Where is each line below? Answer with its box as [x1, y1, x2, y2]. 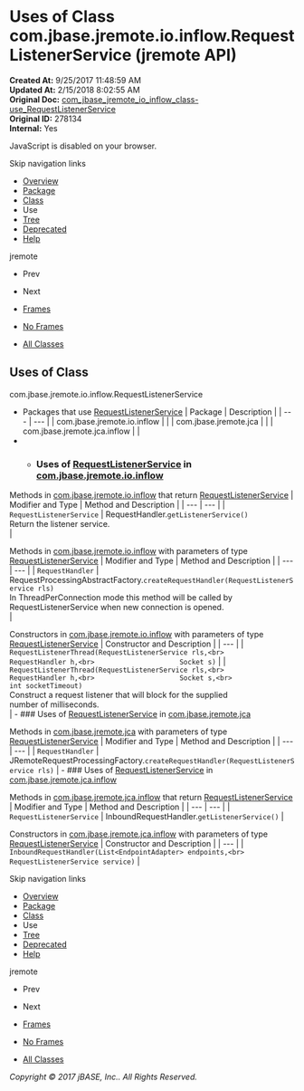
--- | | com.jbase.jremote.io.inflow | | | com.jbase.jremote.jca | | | [33, 416, 273, 426]
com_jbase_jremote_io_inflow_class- [62, 93, 199, 105]
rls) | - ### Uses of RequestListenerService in [37, 765, 214, 776]
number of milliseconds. [9, 699, 100, 710]
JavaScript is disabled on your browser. [9, 140, 157, 151]
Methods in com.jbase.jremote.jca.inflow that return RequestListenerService [9, 792, 293, 803]
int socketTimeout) [9, 682, 83, 691]
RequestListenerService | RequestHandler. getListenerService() [9, 509, 249, 520]
